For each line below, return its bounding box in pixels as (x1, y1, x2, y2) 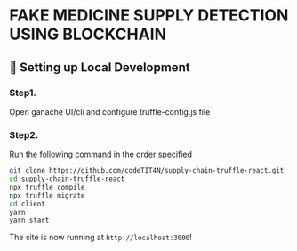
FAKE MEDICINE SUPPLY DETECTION (9, 5, 289, 26)
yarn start (9, 215, 50, 225)
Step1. (9, 86, 37, 99)
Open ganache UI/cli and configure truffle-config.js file (9, 106, 211, 117)
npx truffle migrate (9, 190, 86, 200)
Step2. (9, 128, 39, 141)
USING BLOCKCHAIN (9, 24, 167, 45)
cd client (9, 199, 46, 208)
